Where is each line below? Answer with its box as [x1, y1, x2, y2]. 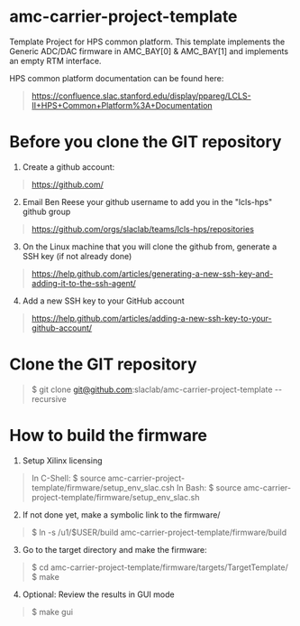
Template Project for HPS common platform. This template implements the [9, 36, 286, 47]
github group [22, 206, 71, 217]
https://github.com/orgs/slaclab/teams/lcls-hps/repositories [31, 223, 255, 234]
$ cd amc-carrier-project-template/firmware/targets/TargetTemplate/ [31, 562, 288, 573]
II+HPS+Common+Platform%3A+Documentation [31, 99, 214, 110]
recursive [31, 393, 68, 404]
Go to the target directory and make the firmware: [22, 544, 207, 555]
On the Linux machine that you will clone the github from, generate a [22, 241, 277, 252]
